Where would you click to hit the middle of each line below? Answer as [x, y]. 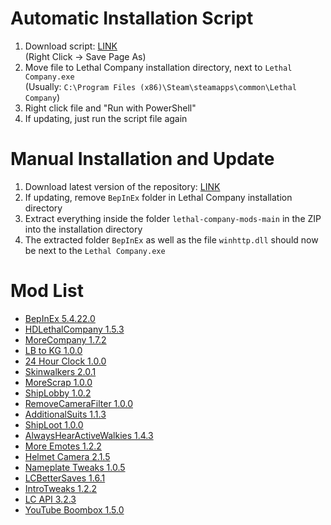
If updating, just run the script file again [106, 118]
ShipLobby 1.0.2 [58, 393]
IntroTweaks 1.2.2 [61, 488]
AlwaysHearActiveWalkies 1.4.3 [89, 435]
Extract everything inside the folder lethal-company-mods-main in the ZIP [173, 218]
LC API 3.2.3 [50, 499]
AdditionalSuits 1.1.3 [65, 414]
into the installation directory [83, 229]
